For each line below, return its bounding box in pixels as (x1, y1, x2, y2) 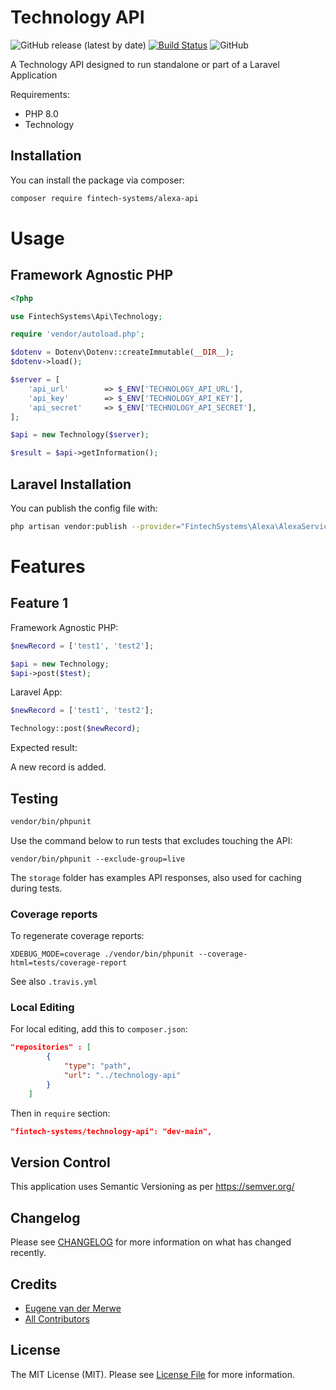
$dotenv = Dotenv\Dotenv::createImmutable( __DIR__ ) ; (10, 347, 235, 358)
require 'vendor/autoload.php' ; (10, 329, 145, 340)
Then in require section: (10, 1107, 111, 1119)
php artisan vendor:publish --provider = (10, 521, 182, 531)
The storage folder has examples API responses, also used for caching (10, 871, 302, 883)
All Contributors (24, 1313, 90, 1325)
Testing (10, 790, 59, 807)
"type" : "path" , (63, 1061, 132, 1071)
